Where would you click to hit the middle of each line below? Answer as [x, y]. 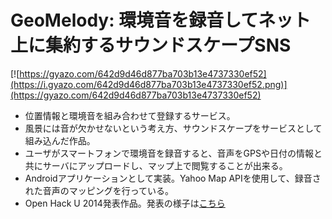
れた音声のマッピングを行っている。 [99, 190]
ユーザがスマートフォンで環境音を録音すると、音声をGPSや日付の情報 [169, 153]
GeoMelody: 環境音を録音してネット [161, 20]
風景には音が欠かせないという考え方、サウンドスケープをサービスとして [173, 128]
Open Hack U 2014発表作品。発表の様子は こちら [125, 203]
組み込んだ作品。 [60, 140]
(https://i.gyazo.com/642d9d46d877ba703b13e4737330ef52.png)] [149, 84]
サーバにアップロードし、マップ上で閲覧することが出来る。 [165, 165]
